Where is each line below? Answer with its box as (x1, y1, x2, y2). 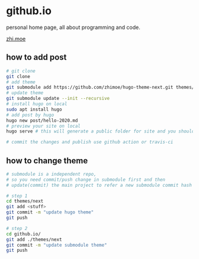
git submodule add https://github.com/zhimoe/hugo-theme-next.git (6, 85, 174, 90)
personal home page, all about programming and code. (6, 24, 141, 31)
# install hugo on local (6, 101, 68, 107)
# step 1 (6, 193, 28, 199)
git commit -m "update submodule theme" (6, 242, 108, 248)
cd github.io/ (6, 231, 41, 237)
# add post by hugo (6, 112, 54, 118)
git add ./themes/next (6, 237, 62, 242)
